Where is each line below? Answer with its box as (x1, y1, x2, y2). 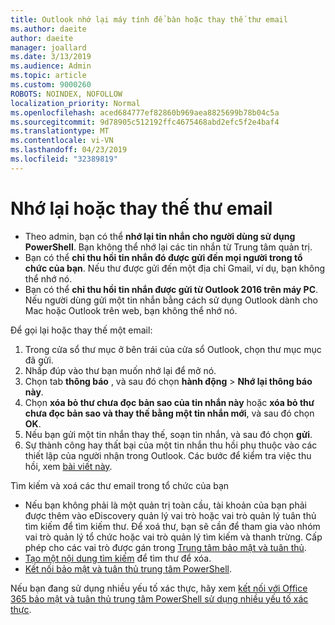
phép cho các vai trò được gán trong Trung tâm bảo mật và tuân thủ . (24, 541, 307, 553)
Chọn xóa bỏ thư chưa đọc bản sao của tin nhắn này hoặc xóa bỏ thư (24, 396, 315, 408)
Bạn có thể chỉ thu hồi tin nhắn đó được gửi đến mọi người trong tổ (24, 251, 303, 263)
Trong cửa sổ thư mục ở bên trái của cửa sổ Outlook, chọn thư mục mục (24, 343, 322, 355)
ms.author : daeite (10, 24, 87, 34)
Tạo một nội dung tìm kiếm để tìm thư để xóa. (24, 552, 212, 564)
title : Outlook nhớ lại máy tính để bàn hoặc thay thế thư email (10, 14, 288, 25)
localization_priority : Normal (10, 98, 141, 108)
